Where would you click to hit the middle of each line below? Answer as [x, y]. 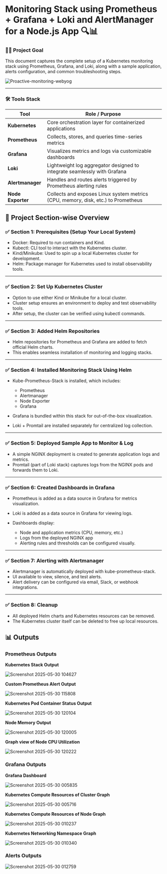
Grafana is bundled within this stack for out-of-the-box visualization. [83, 416]
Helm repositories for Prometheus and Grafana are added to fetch [80, 342]
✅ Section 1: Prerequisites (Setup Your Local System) [70, 232]
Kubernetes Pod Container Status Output [48, 703]
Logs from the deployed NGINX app [56, 538]
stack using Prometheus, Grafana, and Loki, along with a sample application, [83, 66]
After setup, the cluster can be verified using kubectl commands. [79, 313]
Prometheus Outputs [31, 654]
